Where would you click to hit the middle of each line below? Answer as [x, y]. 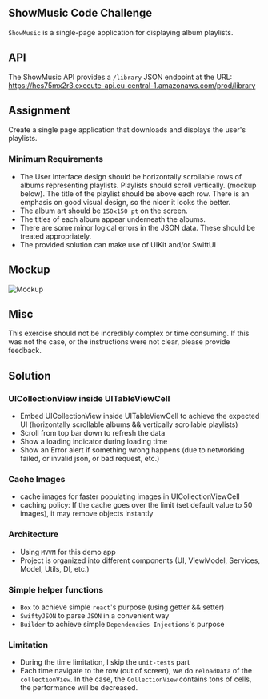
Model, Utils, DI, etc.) [54, 568]
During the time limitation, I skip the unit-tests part [105, 662]
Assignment [39, 111]
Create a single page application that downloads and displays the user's [127, 130]
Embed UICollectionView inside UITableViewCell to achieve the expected [140, 416]
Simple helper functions [56, 589]
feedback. [25, 351]
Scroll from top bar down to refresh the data [92, 433]
